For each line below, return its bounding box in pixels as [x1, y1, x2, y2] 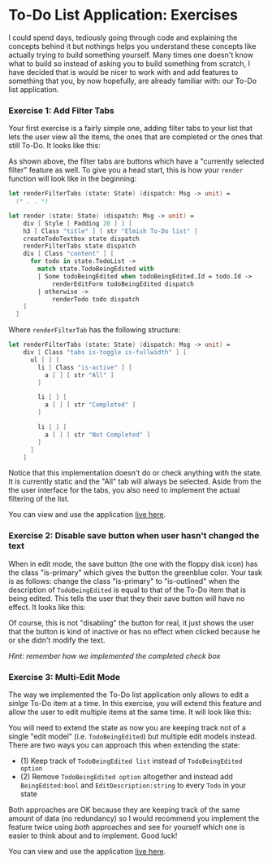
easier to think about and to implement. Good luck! [8, 831, 178, 840]
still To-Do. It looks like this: [8, 141, 101, 151]
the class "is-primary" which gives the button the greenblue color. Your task [8, 568, 262, 577]
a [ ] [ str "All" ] [44, 371, 114, 379]
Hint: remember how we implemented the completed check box [8, 651, 221, 660]
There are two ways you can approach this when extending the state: [8, 740, 240, 750]
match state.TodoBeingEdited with [37, 265, 154, 274]
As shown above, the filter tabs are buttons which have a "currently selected [8, 156, 265, 166]
